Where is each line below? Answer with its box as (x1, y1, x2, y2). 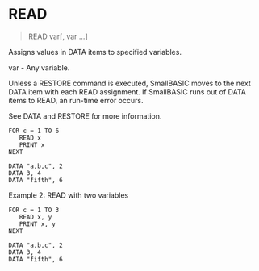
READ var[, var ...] (27, 31, 89, 41)
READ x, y (19, 213, 52, 221)
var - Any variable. (8, 62, 70, 73)
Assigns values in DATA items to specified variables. (8, 47, 182, 56)
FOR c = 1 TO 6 (8, 127, 60, 135)
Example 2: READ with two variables (8, 190, 129, 200)
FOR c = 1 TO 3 (8, 206, 60, 214)
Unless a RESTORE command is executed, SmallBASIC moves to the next (8, 78, 252, 88)
